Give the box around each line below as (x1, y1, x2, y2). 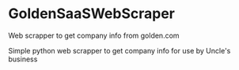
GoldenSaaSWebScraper (8, 5, 176, 23)
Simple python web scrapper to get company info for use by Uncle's (8, 46, 231, 55)
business (8, 54, 38, 64)
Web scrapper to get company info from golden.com (8, 31, 180, 40)
